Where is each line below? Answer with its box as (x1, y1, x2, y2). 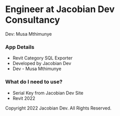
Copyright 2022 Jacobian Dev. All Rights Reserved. (5, 105, 112, 111)
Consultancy (5, 14, 61, 26)
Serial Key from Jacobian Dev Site (12, 90, 84, 96)
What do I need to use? (5, 78, 63, 85)
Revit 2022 (12, 95, 35, 101)
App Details (5, 43, 34, 50)
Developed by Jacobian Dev (12, 61, 72, 67)
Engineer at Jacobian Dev (5, 4, 115, 15)
